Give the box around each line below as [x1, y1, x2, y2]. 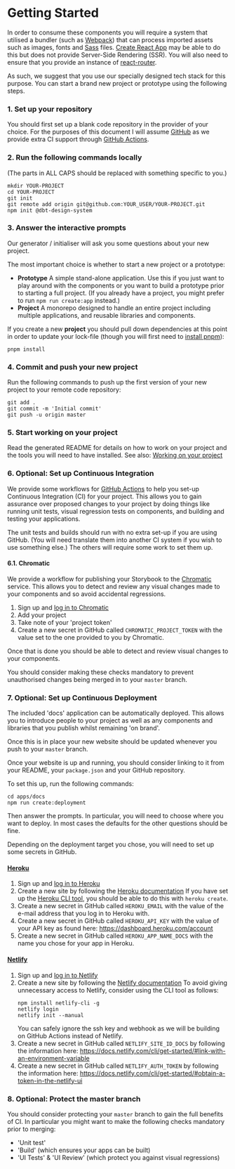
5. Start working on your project [7, 427, 118, 437]
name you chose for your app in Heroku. [17, 939, 135, 948]
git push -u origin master [7, 411, 86, 419]
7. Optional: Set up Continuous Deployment [7, 692, 157, 702]
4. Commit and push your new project [7, 362, 138, 372]
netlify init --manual [17, 1012, 84, 1019]
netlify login [17, 1005, 59, 1013]
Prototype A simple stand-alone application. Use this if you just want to [17, 273, 224, 282]
